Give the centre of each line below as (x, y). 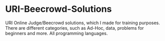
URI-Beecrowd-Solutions (59, 9)
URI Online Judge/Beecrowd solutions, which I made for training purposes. (82, 23)
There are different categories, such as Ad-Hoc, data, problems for (75, 28)
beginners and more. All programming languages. (57, 33)
